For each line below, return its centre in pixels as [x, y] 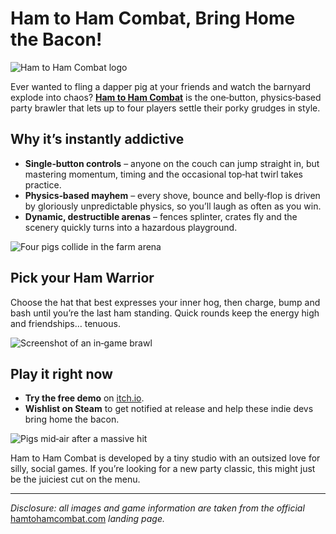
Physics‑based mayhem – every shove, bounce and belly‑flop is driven [172, 195]
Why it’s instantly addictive [97, 139]
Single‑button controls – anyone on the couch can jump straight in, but [172, 163]
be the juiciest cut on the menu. [75, 479]
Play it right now [61, 373]
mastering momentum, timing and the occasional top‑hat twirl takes [163, 174]
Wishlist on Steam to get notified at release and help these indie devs [169, 409]
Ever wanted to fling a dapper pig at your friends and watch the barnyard [160, 86]
